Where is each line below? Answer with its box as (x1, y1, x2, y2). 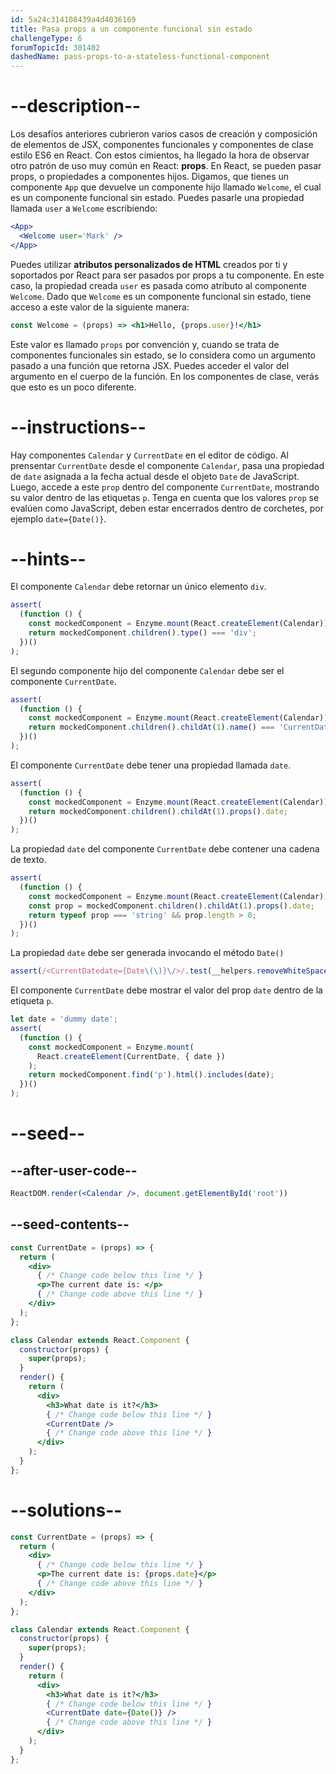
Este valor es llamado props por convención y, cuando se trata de (10, 338, 280, 350)
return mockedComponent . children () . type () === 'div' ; (28, 628, 257, 638)
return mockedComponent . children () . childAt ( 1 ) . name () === (28, 722, 275, 733)
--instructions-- (10, 416, 147, 438)
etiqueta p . (10, 995, 54, 1007)
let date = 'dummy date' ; (10, 1014, 118, 1025)
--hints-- (10, 547, 87, 570)
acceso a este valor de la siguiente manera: (10, 301, 190, 313)
